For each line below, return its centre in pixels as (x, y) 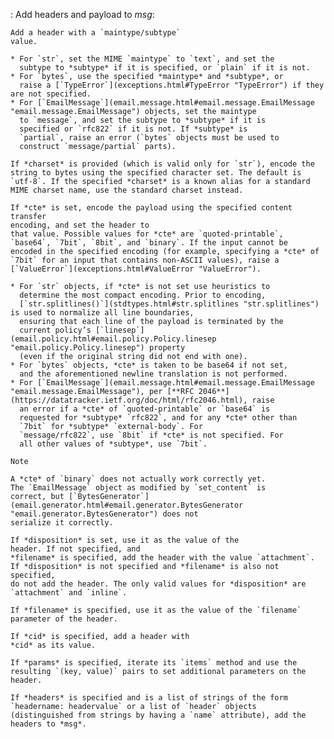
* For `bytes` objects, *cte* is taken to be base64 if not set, (149, 365)
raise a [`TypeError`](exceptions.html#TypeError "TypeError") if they (172, 85)
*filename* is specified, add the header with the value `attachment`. (162, 558)
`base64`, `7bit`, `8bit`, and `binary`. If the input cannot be (149, 243)
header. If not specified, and (75, 549)
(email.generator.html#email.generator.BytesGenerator (127, 505)
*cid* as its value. (53, 645)
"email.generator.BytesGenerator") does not (104, 514)
